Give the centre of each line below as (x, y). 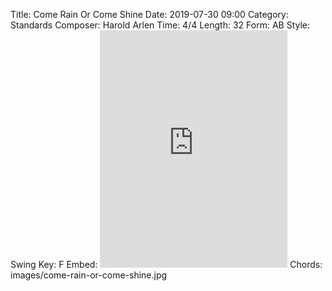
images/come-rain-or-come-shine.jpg (89, 275)
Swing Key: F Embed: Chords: (166, 264)
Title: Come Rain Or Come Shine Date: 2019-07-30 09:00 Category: (149, 14)
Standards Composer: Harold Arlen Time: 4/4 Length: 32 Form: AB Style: (160, 25)
